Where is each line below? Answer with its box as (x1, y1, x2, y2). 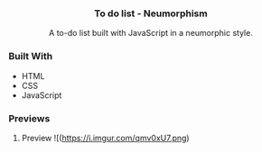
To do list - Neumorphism (93, 7, 209, 20)
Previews (8, 112, 51, 124)
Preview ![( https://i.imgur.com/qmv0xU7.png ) (21, 132, 191, 143)
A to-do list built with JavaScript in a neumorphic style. (48, 28, 254, 39)
